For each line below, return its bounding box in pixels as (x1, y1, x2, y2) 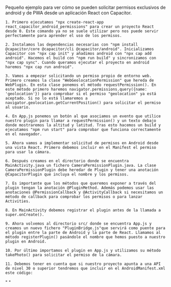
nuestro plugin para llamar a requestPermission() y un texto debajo (5, 118, 157, 123)
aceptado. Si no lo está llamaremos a (5, 96, 88, 101)
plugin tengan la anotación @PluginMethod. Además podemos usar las (5, 185, 154, 190)
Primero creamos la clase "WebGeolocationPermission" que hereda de (5, 78, 154, 83)
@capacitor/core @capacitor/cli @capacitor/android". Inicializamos (5, 47, 154, 52)
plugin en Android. (5, 239, 47, 244)
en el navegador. (5, 131, 42, 137)
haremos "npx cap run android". (5, 64, 74, 70)
